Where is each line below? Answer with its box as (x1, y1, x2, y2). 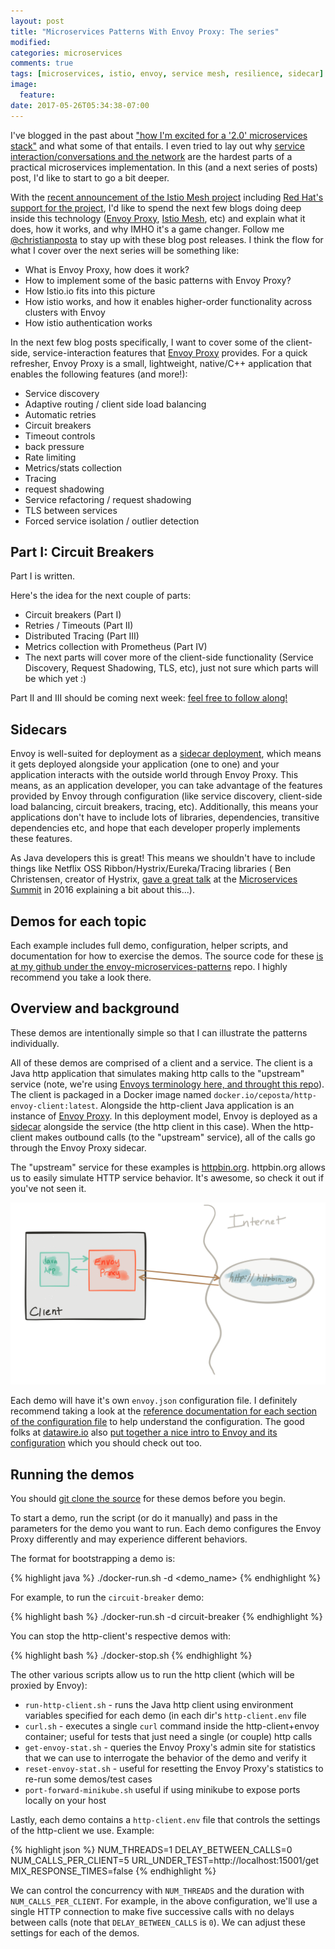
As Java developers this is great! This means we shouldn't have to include (10, 852, 316, 864)
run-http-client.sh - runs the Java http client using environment (24, 1699, 294, 1711)
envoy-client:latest (10, 1101, 97, 1111)
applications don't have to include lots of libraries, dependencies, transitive (10, 811, 320, 824)
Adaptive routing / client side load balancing (24, 398, 207, 410)
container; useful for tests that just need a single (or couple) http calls (24, 1731, 313, 1743)
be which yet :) (24, 673, 87, 685)
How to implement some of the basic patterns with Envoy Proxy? (24, 274, 292, 286)
